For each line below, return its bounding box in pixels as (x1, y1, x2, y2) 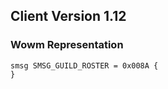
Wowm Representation (10, 38, 124, 52)
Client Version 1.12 (10, 8, 127, 25)
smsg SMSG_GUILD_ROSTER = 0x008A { (10, 60, 159, 71)
